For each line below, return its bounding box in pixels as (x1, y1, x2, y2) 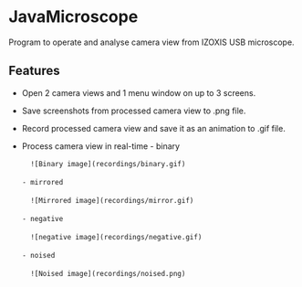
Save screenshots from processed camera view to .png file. (21, 105, 246, 116)
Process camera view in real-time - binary (21, 140, 180, 152)
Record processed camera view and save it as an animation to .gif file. (21, 122, 286, 133)
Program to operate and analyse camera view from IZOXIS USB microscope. (8, 37, 295, 48)
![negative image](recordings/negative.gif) (30, 232, 203, 241)
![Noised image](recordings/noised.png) (30, 269, 186, 278)
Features (8, 63, 60, 79)
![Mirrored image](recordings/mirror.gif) (30, 196, 194, 205)
